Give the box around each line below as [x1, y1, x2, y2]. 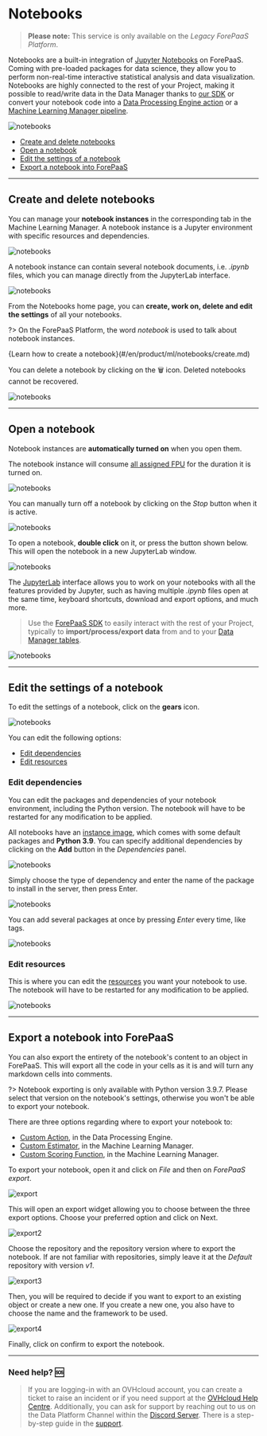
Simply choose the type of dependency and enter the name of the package [8, 875, 254, 885]
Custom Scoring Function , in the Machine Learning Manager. [19, 1149, 219, 1159]
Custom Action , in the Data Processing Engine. [19, 1132, 173, 1142]
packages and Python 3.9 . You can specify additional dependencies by [8, 836, 243, 845]
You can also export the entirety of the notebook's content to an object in [8, 1052, 248, 1061]
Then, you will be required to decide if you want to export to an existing [8, 1291, 242, 1300]
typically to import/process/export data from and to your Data [27, 627, 234, 636]
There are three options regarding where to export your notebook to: [8, 1117, 233, 1127]
